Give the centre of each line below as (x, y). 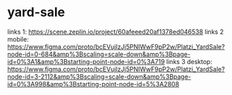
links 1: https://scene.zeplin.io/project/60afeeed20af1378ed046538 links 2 (116, 32)
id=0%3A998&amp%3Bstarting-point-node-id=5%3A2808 (93, 84)
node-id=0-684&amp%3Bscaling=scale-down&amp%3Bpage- (99, 54)
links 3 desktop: (189, 61)
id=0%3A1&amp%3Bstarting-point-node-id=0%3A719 (86, 61)
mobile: (18, 39)
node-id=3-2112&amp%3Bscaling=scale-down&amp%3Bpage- (99, 76)
